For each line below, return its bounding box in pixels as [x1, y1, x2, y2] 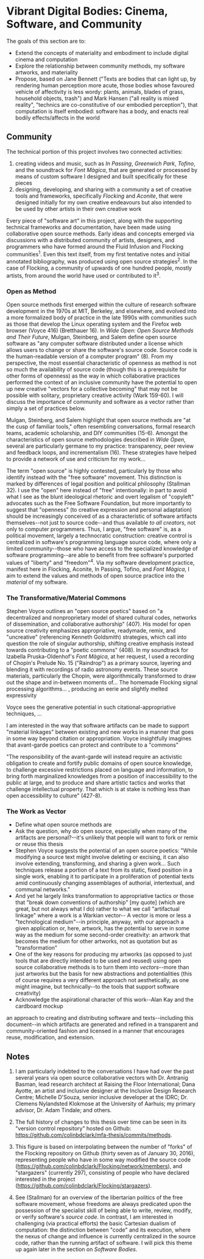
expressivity [6, 691, 37, 699]
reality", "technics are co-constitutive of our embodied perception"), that [15, 101, 198, 108]
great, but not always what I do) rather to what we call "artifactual [15, 905, 180, 913]
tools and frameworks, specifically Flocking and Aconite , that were [15, 192, 183, 199]
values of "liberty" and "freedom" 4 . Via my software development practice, [6, 558, 195, 566]
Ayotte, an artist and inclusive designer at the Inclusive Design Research [15, 1087, 197, 1094]
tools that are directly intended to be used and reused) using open [15, 957, 181, 964]
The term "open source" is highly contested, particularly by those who [6, 467, 183, 475]
